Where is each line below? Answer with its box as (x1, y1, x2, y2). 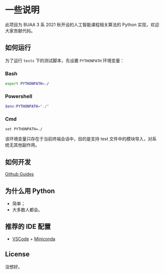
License (5, 250, 30, 258)
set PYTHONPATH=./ (5, 127, 43, 132)
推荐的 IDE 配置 (5, 222, 51, 231)
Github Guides (5, 171, 34, 177)
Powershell (5, 93, 33, 100)
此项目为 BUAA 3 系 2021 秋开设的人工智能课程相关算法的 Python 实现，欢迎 (5, 22, 160, 27)
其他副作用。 (13, 142, 40, 148)
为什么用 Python (5, 187, 55, 195)
